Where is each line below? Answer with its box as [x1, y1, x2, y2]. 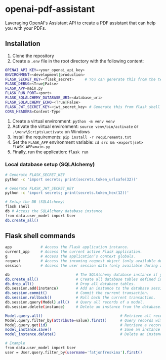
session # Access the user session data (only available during [5, 263, 158, 268]
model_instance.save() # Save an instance [5, 327, 161, 332]
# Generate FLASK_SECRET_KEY [5, 172, 65, 177]
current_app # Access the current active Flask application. [5, 249, 142, 254]
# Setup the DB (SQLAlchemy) [5, 199, 65, 204]
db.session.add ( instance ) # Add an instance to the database [5, 286, 149, 291]
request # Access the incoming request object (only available [5, 259, 156, 264]
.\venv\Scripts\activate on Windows [12, 128, 90, 134]
